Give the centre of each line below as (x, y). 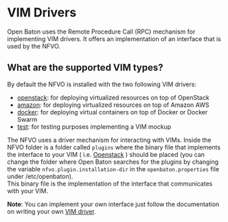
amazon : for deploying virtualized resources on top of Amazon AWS (113, 105)
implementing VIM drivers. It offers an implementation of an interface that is (114, 38)
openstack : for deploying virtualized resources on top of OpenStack (113, 97)
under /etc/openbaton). (40, 176)
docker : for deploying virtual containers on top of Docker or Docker (112, 112)
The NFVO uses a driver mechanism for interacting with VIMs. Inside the (109, 140)
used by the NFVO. (34, 46)
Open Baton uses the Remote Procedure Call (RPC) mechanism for (101, 32)
